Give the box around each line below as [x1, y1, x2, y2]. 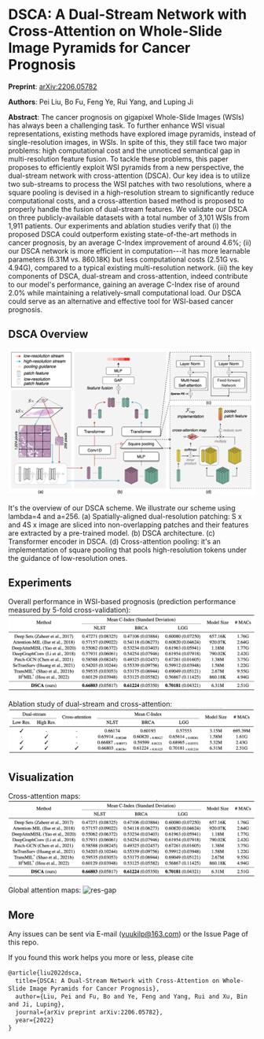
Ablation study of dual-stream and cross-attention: [8, 699, 173, 709]
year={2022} [15, 1016, 55, 1025]
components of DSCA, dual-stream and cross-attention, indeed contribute [8, 271, 248, 280]
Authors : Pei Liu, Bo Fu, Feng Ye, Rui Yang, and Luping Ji [8, 97, 194, 106]
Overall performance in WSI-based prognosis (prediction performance [8, 597, 236, 607]
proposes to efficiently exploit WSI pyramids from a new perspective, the [8, 162, 244, 172]
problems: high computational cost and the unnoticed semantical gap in [8, 146, 240, 155]
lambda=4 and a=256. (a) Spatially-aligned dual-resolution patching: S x [8, 511, 242, 521]
